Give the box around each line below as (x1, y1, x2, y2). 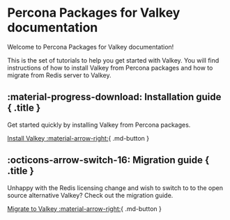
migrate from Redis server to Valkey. (7, 71, 112, 79)
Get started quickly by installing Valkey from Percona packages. (7, 120, 191, 129)
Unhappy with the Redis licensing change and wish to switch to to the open (7, 183, 223, 192)
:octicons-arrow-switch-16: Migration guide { (7, 155, 210, 166)
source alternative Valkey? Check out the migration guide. (7, 191, 174, 199)
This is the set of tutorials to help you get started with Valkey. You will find (7, 56, 220, 64)
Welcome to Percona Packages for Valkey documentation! (7, 42, 174, 51)
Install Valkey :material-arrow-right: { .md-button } (7, 134, 150, 142)
